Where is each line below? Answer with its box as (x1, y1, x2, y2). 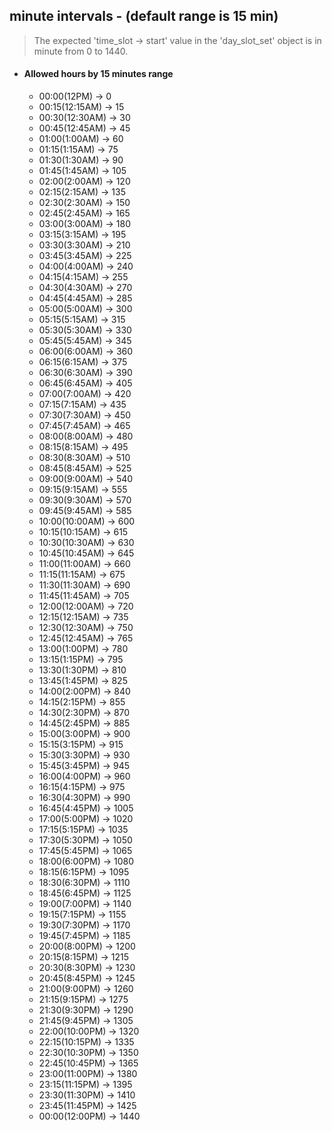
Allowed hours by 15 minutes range (23, 68, 174, 80)
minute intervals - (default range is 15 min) (9, 8, 279, 25)
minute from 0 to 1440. (33, 45, 129, 57)
